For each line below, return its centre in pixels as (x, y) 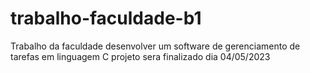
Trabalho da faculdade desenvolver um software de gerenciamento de (155, 46)
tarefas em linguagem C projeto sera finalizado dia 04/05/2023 (140, 56)
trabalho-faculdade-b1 (106, 18)
